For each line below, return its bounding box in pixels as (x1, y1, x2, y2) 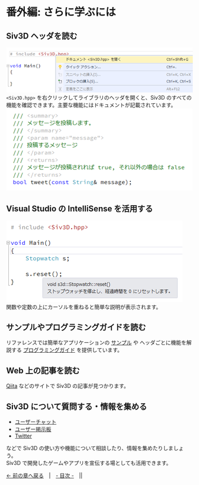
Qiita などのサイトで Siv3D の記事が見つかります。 (6, 382, 129, 390)
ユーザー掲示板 (14, 426, 52, 433)
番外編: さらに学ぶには (6, 5, 116, 19)
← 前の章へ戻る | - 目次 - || (6, 472, 83, 479)
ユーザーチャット (14, 419, 57, 426)
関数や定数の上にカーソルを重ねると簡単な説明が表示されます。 (6, 303, 162, 310)
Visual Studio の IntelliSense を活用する (6, 204, 153, 214)
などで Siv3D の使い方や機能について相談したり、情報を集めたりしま (6, 445, 174, 452)
